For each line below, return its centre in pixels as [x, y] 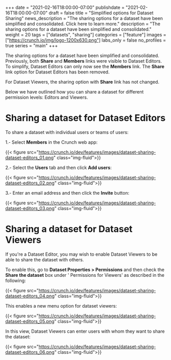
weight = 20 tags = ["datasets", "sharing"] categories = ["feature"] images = [86, 35]
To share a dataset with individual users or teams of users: [67, 132]
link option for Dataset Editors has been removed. [58, 72]
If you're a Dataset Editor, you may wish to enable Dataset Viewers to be [81, 254]
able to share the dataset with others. [45, 259]
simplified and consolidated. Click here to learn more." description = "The [83, 24]
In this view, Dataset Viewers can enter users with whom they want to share [85, 331]
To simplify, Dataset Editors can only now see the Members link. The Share [85, 67]
